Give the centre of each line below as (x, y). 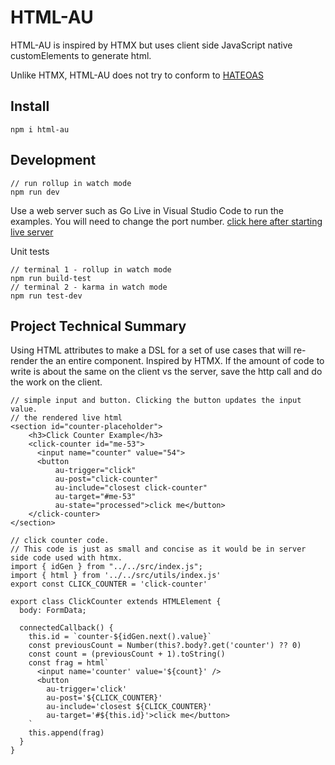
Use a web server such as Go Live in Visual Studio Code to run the (147, 210)
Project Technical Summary (98, 326)
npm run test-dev (46, 296)
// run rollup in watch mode (71, 183)
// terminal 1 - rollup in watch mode (91, 269)
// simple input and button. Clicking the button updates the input (156, 401)
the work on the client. (56, 382)
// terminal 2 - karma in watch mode (89, 287)
